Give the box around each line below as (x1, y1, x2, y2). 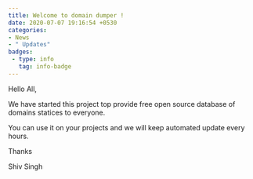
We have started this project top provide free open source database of (8, 99, 236, 108)
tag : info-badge (18, 63, 72, 71)
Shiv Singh (8, 162, 43, 171)
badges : (8, 48, 34, 56)
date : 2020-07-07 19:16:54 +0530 (8, 19, 117, 27)
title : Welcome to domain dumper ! (8, 11, 125, 20)
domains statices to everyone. (8, 108, 106, 117)
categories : (8, 26, 47, 34)
